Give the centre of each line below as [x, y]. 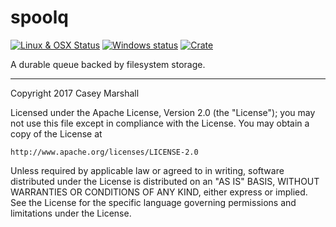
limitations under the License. [71, 213]
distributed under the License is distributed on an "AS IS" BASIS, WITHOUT [165, 181]
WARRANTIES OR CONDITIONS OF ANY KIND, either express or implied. [159, 192]
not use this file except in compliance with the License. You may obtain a [160, 123]
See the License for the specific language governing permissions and [153, 202]
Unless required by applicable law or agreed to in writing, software [147, 170]
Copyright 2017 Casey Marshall [75, 93]
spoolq [39, 17]
